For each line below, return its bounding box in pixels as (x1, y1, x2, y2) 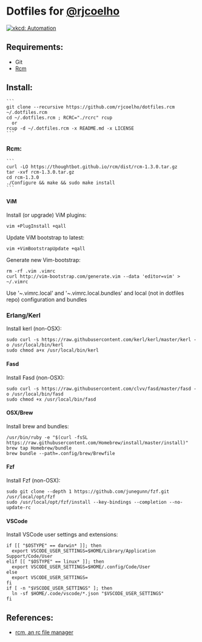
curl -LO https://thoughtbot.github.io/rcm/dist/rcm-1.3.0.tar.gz (6, 163, 178, 170)
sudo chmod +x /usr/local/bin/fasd (6, 396, 96, 403)
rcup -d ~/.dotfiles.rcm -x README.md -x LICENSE (6, 125, 135, 132)
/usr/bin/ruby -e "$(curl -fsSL (6, 434, 88, 440)
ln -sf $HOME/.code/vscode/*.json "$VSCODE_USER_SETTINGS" (12, 591, 164, 597)
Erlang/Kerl (6, 311, 41, 319)
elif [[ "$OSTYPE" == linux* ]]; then (6, 559, 104, 565)
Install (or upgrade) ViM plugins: (6, 211, 87, 219)
